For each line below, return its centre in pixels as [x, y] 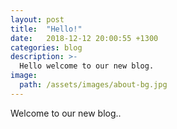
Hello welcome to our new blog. [87, 66]
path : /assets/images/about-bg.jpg [93, 85]
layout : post [37, 19]
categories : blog [46, 47]
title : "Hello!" [46, 29]
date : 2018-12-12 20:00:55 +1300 [84, 38]
